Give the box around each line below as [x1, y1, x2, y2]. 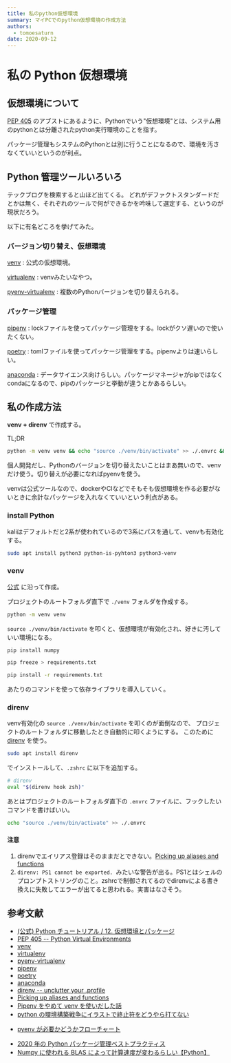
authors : [7, 23, 32, 30]
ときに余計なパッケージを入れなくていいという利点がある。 [12, 493, 182, 501]
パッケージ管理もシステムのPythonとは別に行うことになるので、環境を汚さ [7, 140, 220, 148]
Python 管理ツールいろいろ [7, 170, 122, 183]
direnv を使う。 [7, 737, 51, 745]
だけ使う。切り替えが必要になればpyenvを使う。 [7, 470, 144, 478]
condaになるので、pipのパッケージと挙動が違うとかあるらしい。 [7, 379, 190, 387]
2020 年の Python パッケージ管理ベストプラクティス [16, 1040, 166, 1048]
